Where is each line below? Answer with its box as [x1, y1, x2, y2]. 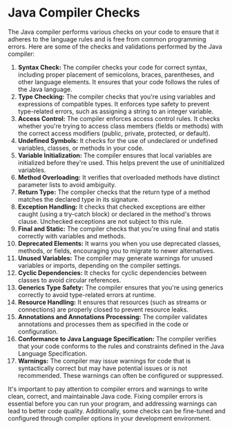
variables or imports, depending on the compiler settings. [17, 261, 182, 269]
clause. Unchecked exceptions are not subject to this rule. [17, 217, 184, 225]
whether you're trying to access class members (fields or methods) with [17, 122, 224, 130]
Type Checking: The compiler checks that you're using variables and [17, 92, 216, 101]
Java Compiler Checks [8, 5, 140, 21]
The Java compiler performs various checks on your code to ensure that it [8, 28, 220, 36]
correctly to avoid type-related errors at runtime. [17, 290, 156, 298]
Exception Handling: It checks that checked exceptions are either [17, 202, 206, 211]
